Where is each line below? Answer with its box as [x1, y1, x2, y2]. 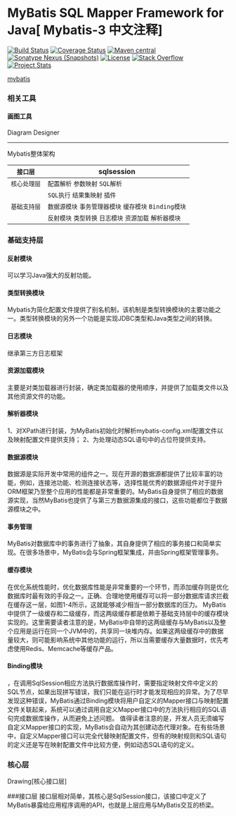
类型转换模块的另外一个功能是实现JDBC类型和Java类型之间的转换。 [19, 314, 216, 323]
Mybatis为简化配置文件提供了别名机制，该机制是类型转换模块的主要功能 [7, 305, 216, 314]
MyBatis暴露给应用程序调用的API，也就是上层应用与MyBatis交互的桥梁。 [7, 801, 218, 810]
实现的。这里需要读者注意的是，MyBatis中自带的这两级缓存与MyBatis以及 [7, 618, 221, 626]
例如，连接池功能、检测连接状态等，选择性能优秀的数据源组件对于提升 [19, 478, 223, 487]
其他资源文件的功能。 [7, 392, 69, 400]
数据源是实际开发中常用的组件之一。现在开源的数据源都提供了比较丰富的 [7, 470, 216, 478]
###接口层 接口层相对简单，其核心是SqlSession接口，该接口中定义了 [7, 792, 207, 800]
